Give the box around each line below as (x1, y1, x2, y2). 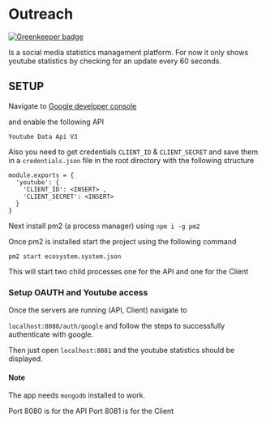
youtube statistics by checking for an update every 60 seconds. (8, 56, 221, 66)
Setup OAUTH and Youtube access (8, 286, 148, 298)
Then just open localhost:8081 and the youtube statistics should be (8, 346, 235, 355)
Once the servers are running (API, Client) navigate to (8, 305, 188, 315)
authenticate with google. (8, 329, 94, 339)
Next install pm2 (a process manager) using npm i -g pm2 (8, 221, 200, 230)
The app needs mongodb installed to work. (8, 390, 146, 400)
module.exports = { (8, 171, 75, 179)
